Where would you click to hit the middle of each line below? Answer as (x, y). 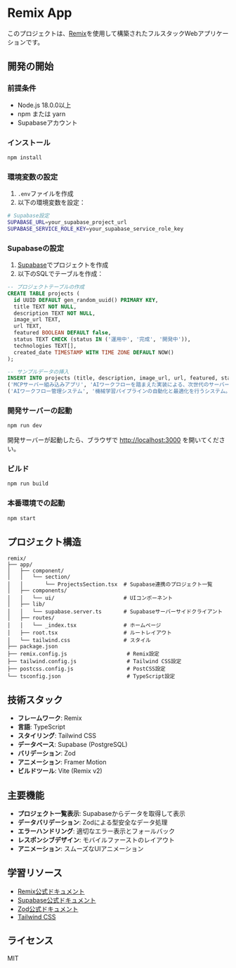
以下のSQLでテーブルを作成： (60, 274)
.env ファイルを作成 (45, 194)
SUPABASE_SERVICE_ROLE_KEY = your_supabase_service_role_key (96, 229)
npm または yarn (41, 113)
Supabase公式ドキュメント (57, 900)
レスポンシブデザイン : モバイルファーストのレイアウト (96, 840)
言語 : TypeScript (41, 727)
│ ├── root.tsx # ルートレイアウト (90, 633)
